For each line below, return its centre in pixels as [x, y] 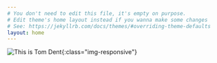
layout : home [26, 33]
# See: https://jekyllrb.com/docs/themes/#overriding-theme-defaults [109, 26]
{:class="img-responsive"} [100, 52]
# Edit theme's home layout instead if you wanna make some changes [107, 20]
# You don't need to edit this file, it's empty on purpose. [97, 13]
